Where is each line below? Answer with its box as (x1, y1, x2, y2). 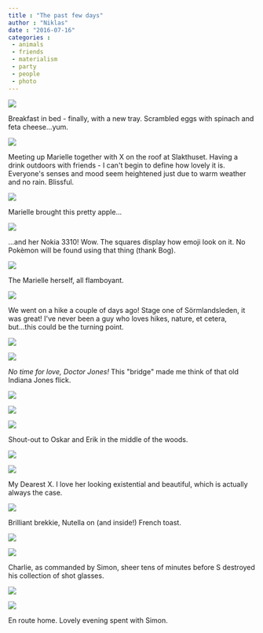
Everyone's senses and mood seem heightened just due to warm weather (8, 168, 247, 178)
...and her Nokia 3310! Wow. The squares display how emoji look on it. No (8, 237, 246, 246)
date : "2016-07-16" (8, 26, 76, 34)
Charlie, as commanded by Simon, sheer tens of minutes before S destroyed (8, 562, 255, 572)
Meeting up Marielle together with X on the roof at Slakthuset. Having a (8, 152, 238, 161)
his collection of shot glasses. (8, 571, 104, 580)
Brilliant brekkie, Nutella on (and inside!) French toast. (8, 517, 182, 527)
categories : (8, 33, 51, 42)
